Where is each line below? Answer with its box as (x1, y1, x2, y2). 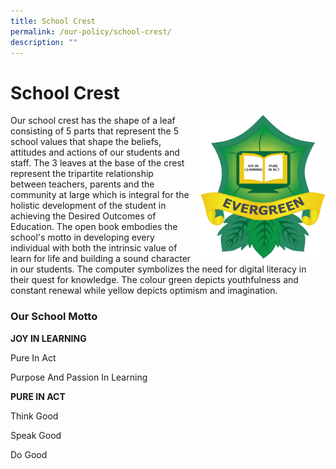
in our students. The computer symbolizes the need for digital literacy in (10, 263, 307, 275)
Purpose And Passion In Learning (10, 371, 148, 383)
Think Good (10, 410, 59, 422)
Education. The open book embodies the (10, 221, 178, 233)
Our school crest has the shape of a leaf (10, 115, 176, 127)
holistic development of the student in (10, 200, 167, 212)
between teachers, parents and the (10, 178, 155, 190)
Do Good (10, 448, 48, 460)
